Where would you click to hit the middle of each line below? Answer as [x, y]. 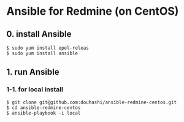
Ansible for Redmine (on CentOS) [93, 11]
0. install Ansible [39, 34]
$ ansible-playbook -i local [44, 113]
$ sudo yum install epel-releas [48, 48]
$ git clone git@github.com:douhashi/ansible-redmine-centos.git [91, 102]
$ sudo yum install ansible [42, 53]
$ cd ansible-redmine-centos [44, 108]
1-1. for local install [35, 90]
